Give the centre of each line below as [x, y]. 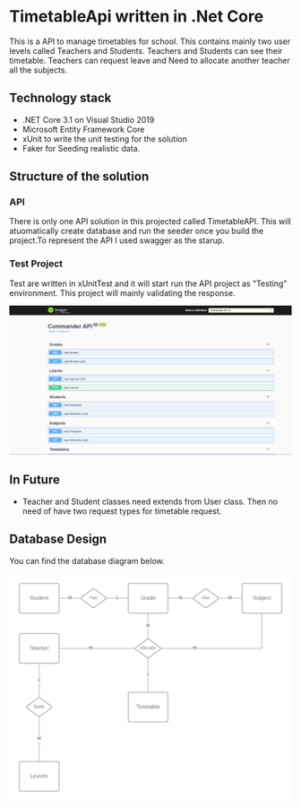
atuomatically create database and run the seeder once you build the [137, 231]
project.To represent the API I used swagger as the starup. [117, 240]
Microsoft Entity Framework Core [83, 129]
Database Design [58, 539]
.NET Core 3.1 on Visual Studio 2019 [88, 119]
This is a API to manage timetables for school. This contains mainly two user [150, 41]
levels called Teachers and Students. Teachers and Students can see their [146, 50]
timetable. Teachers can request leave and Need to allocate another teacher [150, 60]
